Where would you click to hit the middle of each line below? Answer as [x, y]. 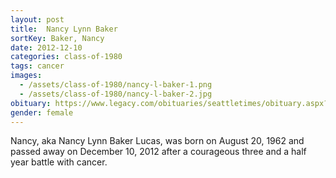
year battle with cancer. [59, 162]
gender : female [42, 112]
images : [26, 76]
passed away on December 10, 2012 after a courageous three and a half [158, 152]
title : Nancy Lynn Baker [64, 29]
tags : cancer [37, 66]
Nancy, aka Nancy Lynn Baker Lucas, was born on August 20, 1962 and [157, 141]
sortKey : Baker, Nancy [57, 38]
